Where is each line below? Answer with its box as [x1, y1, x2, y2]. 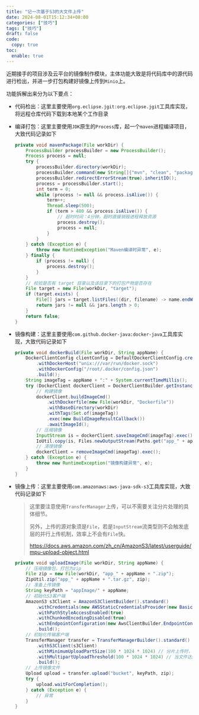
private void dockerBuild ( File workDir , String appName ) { [14, 349, 164, 355]
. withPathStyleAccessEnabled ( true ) [36, 610, 124, 616]
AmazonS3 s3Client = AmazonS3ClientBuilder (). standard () [25, 599, 169, 604]
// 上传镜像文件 [25, 665, 60, 671]
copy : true [11, 42, 38, 48]
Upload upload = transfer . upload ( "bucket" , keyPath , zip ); [25, 670, 175, 676]
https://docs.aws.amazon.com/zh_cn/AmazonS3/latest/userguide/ [29, 542, 191, 549]
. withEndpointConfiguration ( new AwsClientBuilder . [36, 620, 164, 627]
